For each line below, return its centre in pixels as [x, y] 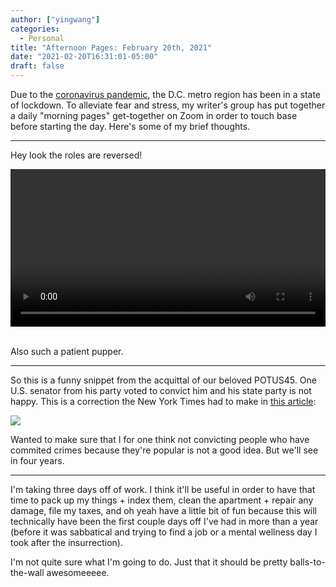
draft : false [37, 66]
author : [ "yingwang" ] [55, 19]
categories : [35, 29]
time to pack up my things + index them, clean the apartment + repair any [162, 500]
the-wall [27, 572]
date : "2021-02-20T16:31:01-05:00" [84, 57]
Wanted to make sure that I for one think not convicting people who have [160, 439]
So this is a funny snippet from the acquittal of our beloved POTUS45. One [163, 380]
